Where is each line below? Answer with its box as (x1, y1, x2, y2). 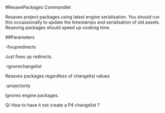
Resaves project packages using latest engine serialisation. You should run (5, 14, 159, 19)
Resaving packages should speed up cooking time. (5, 24, 111, 30)
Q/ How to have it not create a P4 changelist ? (5, 102, 100, 108)
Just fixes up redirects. (5, 53, 53, 59)
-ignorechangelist (5, 63, 42, 69)
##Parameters (5, 34, 35, 40)
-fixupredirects (5, 44, 36, 49)
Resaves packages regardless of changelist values (5, 73, 110, 79)
